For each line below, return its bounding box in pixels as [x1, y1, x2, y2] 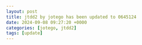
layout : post [6, 8, 38, 15]
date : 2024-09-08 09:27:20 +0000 [6, 19, 87, 25]
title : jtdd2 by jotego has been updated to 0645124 [6, 14, 137, 20]
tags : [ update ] [6, 30, 43, 36]
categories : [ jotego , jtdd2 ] [6, 25, 77, 31]
